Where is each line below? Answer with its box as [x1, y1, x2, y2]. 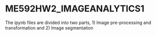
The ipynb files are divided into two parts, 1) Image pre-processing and [5, 19, 151, 25]
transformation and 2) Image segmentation [5, 24, 93, 30]
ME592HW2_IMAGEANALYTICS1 [5, 3, 144, 14]
